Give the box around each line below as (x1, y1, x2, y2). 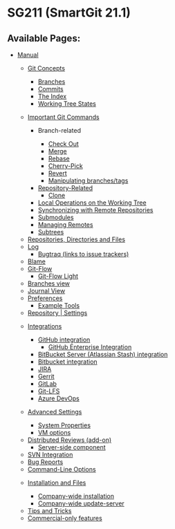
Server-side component (37, 443, 106, 451)
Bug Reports (27, 458, 64, 466)
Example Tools (37, 301, 80, 309)
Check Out (48, 140, 80, 148)
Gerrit (37, 372, 55, 380)
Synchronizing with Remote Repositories (37, 206, 154, 214)
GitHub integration (37, 335, 91, 344)
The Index (37, 92, 67, 100)
